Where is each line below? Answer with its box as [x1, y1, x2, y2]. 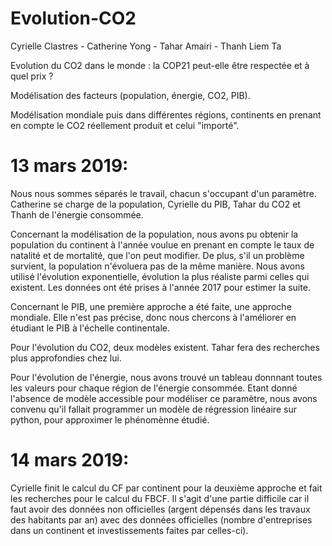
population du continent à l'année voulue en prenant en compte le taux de [10, 238, 315, 251]
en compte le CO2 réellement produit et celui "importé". [10, 119, 240, 131]
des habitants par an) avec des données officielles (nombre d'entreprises [10, 513, 313, 526]
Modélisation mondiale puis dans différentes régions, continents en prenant [10, 108, 322, 121]
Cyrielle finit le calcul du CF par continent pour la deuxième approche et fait [10, 482, 323, 494]
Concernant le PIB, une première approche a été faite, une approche [10, 300, 292, 312]
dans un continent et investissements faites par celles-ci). [10, 524, 249, 536]
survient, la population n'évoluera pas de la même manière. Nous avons [10, 260, 305, 272]
